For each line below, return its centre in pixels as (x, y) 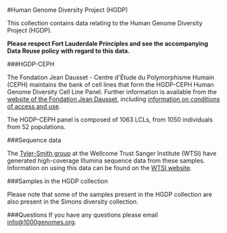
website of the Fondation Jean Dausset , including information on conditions (113, 99)
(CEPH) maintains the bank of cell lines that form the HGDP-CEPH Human (110, 84)
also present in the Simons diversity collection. (73, 202)
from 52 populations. (37, 127)
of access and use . (34, 106)
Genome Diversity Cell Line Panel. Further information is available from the (112, 92)
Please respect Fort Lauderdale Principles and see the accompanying (108, 43)
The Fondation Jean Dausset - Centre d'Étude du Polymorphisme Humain (111, 77)
